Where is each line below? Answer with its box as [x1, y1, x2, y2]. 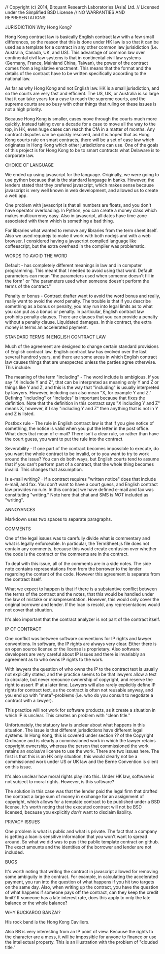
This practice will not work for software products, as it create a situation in [5, 707, 156, 713]
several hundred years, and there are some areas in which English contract [5, 354, 157, 360]
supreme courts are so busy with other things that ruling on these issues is [5, 101, 157, 107]
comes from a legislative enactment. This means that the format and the [5, 65, 151, 71]
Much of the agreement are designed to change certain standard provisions [5, 343, 159, 349]
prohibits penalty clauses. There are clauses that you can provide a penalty [5, 314, 158, 320]
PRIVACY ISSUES [5, 819, 40, 825]
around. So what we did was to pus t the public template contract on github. [5, 839, 159, 844]
